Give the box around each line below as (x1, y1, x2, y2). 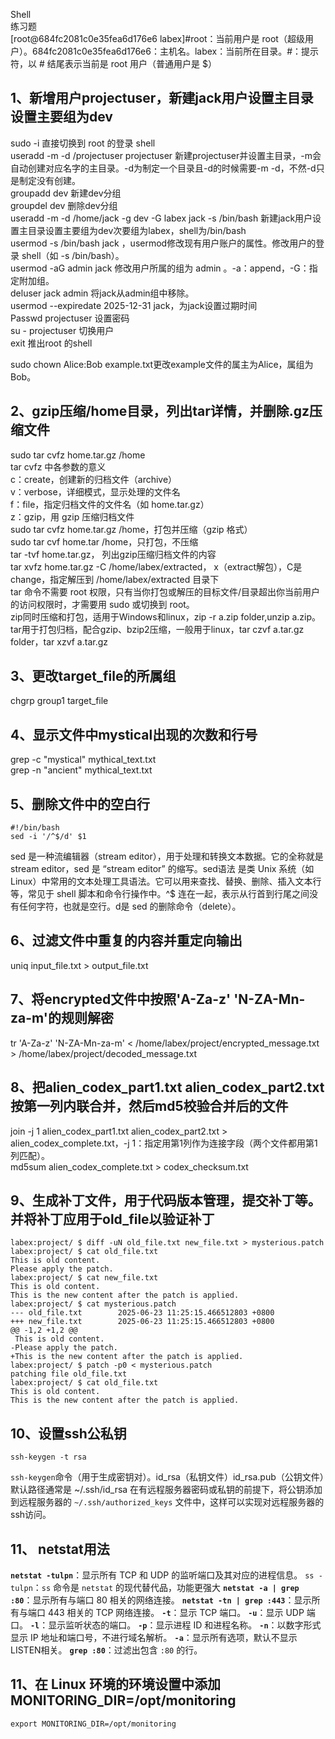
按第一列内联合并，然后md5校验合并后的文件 (10, 1098, 289, 1115)
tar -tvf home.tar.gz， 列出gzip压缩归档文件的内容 (10, 548, 217, 560)
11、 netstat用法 (10, 1540, 110, 1558)
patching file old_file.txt (10, 1369, 128, 1379)
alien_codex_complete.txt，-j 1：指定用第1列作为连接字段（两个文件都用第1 (10, 1137, 318, 1149)
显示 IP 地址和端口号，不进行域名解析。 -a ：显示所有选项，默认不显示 (10, 1631, 298, 1643)
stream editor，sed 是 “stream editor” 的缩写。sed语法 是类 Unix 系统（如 (10, 863, 315, 875)
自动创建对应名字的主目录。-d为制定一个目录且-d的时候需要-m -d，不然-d (10, 162, 317, 174)
